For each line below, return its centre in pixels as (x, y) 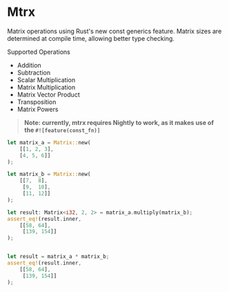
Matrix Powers (38, 109)
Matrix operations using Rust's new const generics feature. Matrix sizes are (114, 31)
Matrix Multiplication (46, 87)
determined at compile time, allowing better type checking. (91, 38)
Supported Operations (39, 52)
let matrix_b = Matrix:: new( (49, 174)
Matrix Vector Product (49, 95)
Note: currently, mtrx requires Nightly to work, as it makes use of (119, 122)
